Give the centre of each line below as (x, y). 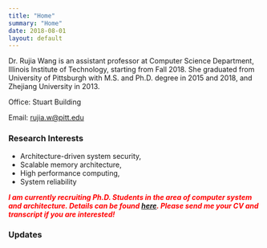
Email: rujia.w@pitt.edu (46, 118)
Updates (25, 235)
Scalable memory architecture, (71, 165)
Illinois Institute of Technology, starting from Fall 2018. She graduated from (131, 70)
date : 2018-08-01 (37, 30)
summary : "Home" (35, 23)
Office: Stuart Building (45, 102)
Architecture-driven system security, (81, 156)
